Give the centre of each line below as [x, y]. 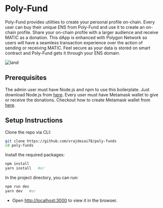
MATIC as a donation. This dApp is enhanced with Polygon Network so [76, 38]
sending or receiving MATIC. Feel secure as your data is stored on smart [78, 48]
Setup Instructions [34, 121]
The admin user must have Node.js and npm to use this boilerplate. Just [77, 89]
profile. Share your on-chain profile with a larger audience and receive [88, 32]
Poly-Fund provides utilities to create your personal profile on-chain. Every [80, 22]
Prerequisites [26, 78]
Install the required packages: [35, 155]
